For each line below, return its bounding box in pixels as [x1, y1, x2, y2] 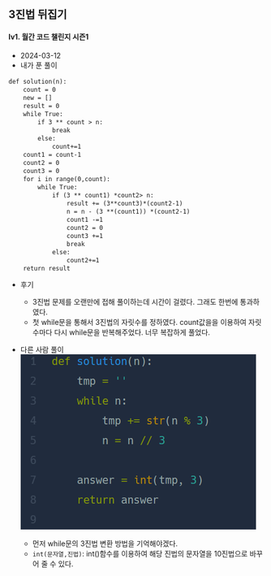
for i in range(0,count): [23, 175, 111, 183]
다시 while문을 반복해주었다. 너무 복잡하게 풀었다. [54, 327, 211, 337]
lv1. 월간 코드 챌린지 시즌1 [8, 32, 89, 41]
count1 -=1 [66, 215, 104, 223]
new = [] [23, 93, 53, 102]
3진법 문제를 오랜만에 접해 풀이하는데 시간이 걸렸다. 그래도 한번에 [32, 297, 239, 306]
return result [23, 264, 71, 272]
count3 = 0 [23, 167, 60, 175]
